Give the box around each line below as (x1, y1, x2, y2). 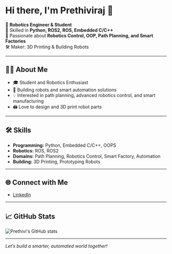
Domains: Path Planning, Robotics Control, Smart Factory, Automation (12, 153, 161, 159)
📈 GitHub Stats (5, 212, 55, 221)
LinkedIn (12, 192, 31, 198)
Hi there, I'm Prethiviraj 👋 (5, 5, 114, 16)
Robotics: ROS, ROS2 (12, 147, 59, 153)
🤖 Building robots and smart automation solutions (12, 87, 117, 93)
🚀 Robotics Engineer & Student (5, 22, 72, 28)
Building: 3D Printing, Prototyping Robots (12, 159, 101, 165)
